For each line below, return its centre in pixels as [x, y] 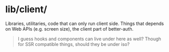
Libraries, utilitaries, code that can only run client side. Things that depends [85, 23]
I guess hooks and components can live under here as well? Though [90, 39]
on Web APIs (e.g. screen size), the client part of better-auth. [69, 29]
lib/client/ [26, 9]
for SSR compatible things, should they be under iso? [74, 44]
